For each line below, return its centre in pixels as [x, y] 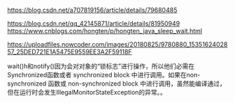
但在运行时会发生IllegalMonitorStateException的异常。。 [87, 92]
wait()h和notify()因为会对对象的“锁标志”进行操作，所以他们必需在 [101, 66]
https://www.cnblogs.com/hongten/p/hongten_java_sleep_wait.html [105, 31]
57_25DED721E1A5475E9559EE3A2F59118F [70, 52]
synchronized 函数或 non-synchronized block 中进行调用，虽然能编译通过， [116, 84]
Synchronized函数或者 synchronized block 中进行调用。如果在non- [104, 75]
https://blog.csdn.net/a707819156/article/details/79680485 [92, 10]
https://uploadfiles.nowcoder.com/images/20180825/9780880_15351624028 [117, 44]
